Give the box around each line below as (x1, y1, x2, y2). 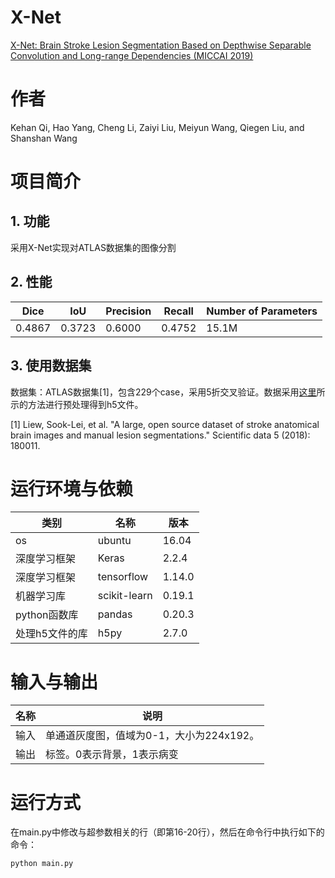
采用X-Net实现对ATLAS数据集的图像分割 (10, 241, 177, 253)
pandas (97, 607, 133, 621)
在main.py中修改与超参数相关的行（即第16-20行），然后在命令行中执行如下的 (10, 826, 325, 838)
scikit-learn (97, 589, 153, 603)
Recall (163, 304, 194, 318)
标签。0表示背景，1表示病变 (45, 747, 179, 761)
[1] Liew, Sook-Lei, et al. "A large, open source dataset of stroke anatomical (10, 418, 320, 430)
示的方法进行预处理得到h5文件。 (10, 398, 144, 410)
